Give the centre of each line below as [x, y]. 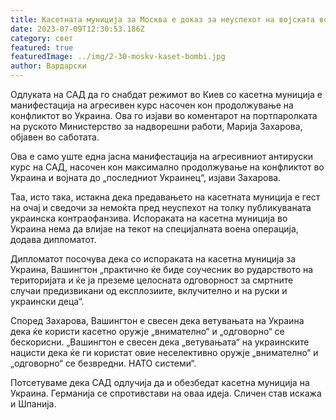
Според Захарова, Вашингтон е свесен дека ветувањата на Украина [157, 320]
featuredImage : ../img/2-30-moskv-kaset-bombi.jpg [118, 57]
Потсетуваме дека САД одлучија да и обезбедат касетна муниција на [160, 382]
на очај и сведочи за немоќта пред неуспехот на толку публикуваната [161, 207]
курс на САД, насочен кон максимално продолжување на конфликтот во [167, 167]
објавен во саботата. [55, 137]
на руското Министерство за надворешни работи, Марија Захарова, [156, 126]
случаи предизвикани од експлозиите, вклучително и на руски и [149, 290]
